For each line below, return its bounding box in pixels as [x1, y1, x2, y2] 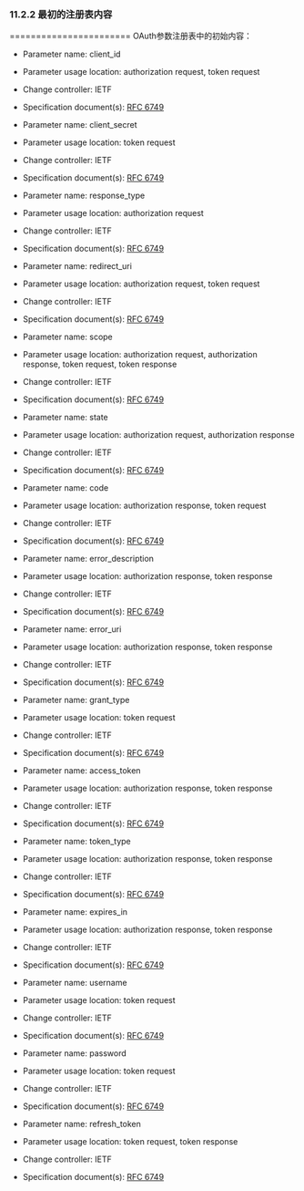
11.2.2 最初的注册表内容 [9, 7, 113, 20]
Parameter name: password [22, 1048, 127, 1059]
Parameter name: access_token [22, 765, 141, 776]
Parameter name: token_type [22, 836, 131, 847]
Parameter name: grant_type [22, 695, 130, 706]
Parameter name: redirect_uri [22, 261, 132, 272]
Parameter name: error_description [22, 554, 155, 564]
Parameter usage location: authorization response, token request [22, 500, 267, 512]
